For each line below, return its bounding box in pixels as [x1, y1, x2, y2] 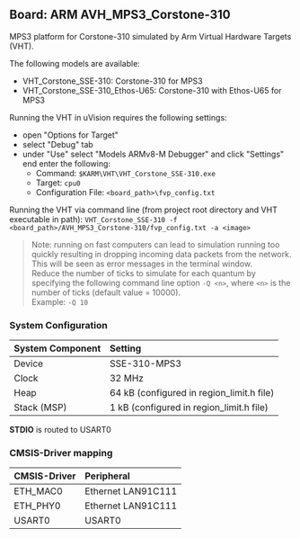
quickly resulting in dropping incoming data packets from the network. [31, 248, 292, 259]
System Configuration [9, 318, 108, 331]
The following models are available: [9, 58, 141, 68]
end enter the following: [22, 157, 110, 169]
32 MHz [109, 372, 144, 385]
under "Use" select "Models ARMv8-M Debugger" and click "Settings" [22, 148, 285, 159]
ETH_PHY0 [13, 499, 61, 512]
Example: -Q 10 [31, 296, 88, 307]
